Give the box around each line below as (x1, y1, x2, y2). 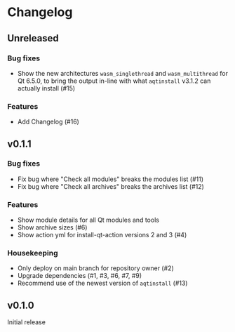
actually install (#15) (17, 84, 76, 92)
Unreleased (7, 32, 60, 44)
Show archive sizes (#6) (17, 223, 88, 232)
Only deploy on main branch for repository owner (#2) (17, 264, 174, 272)
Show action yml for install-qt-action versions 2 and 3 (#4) (17, 231, 187, 239)
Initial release (7, 318, 46, 326)
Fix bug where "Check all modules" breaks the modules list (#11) (17, 175, 204, 183)
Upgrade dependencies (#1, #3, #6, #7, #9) (17, 272, 142, 280)
